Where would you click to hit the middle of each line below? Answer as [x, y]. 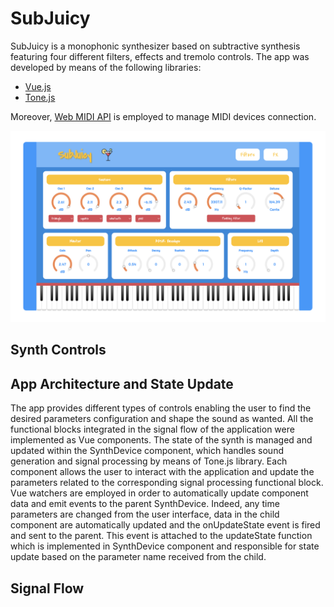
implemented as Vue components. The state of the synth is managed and [161, 440]
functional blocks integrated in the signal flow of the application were [152, 429]
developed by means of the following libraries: [106, 67]
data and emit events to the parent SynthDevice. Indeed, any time [145, 504]
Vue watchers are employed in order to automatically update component [159, 493]
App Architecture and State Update [122, 383]
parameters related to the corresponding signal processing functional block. [167, 483]
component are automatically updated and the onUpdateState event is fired [165, 525]
